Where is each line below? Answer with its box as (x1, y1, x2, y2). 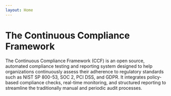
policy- (147, 74, 162, 80)
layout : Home (5, 7, 33, 13)
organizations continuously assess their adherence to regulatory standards (5, 68, 164, 74)
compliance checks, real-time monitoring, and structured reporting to (20, 79, 166, 85)
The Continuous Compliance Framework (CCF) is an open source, (5, 57, 145, 64)
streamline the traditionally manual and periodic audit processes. (5, 85, 142, 91)
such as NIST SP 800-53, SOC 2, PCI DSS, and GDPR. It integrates (5, 74, 146, 80)
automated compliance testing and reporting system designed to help (5, 63, 153, 69)
